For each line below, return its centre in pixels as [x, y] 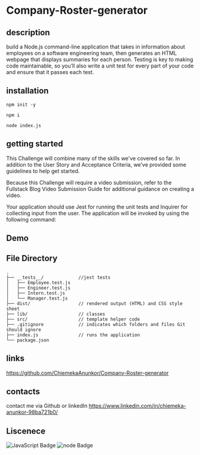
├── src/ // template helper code [73, 319]
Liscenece [26, 431]
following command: [31, 219]
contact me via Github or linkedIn [47, 406]
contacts [23, 392]
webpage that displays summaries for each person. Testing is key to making [100, 59]
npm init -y [21, 104]
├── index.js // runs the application [73, 335]
